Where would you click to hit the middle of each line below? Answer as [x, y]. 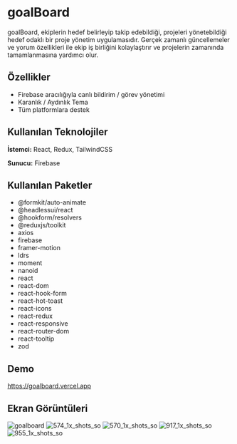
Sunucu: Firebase [34, 163]
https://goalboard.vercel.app [49, 386]
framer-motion [39, 248]
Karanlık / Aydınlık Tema [53, 102]
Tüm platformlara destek [54, 109]
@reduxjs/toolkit [42, 225]
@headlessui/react [45, 210]
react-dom [33, 286]
